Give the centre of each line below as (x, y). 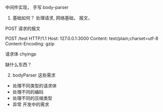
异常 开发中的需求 (31, 104)
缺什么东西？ (18, 64)
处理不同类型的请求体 (34, 86)
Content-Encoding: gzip (30, 44)
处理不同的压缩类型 (32, 98)
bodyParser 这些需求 (34, 75)
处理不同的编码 (28, 92)
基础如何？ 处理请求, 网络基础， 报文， (52, 18)
